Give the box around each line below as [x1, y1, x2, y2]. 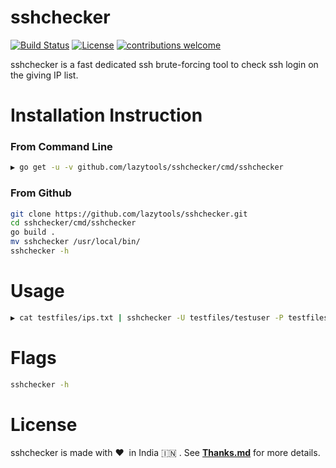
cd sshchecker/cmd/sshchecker [10, 218, 137, 228]
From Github [10, 186, 72, 200]
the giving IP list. [10, 69, 79, 81]
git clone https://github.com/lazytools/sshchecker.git [10, 209, 248, 219]
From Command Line [10, 140, 113, 154]
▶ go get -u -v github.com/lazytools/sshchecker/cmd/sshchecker [10, 162, 284, 173]
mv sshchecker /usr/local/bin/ [10, 237, 141, 247]
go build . [10, 227, 56, 238]
